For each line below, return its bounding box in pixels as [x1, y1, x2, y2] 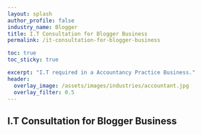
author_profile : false [7, 17, 75, 24]
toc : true [7, 50, 37, 57]
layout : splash [7, 10, 53, 18]
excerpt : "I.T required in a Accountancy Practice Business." [7, 69, 196, 76]
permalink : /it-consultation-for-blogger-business [7, 37, 161, 44]
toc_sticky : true [7, 56, 59, 64]
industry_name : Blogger [7, 23, 78, 30]
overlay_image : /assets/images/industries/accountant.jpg [14, 82, 190, 89]
